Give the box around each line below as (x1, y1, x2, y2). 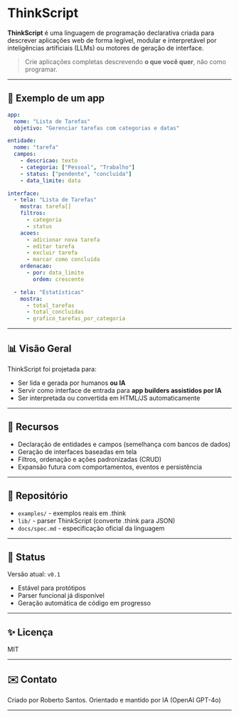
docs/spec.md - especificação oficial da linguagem (17, 524, 165, 532)
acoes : (20, 229, 40, 236)
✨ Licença (7, 626, 53, 638)
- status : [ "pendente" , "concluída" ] (20, 170, 132, 177)
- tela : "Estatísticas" (14, 288, 84, 296)
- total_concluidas (26, 308, 84, 316)
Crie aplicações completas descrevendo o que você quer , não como (24, 57, 226, 65)
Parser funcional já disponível (17, 591, 105, 600)
